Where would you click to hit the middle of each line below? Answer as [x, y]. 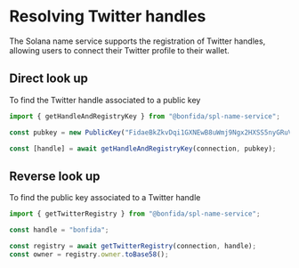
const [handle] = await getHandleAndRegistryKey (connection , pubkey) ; [143, 149]
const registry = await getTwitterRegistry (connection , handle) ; [133, 246]
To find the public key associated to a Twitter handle [105, 198]
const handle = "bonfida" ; [59, 230]
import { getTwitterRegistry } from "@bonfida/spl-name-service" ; [135, 214]
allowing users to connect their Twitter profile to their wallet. [119, 50]
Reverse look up [55, 176]
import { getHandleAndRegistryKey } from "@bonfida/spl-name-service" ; [145, 116]
